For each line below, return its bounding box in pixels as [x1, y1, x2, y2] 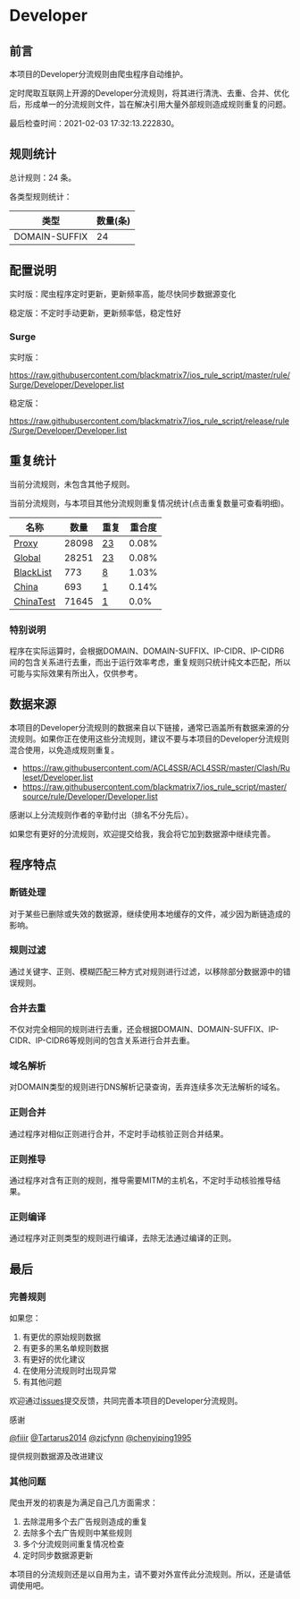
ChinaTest [13, 594, 56, 607]
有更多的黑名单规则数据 [21, 1343, 109, 1353]
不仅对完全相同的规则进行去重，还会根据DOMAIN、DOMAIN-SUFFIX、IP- [9, 1024, 279, 1035]
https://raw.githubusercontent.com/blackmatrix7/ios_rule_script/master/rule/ [9, 369, 291, 381]
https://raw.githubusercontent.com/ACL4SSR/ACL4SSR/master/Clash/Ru [21, 762, 290, 773]
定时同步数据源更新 [21, 1550, 94, 1561]
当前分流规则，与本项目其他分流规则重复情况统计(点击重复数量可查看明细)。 [9, 498, 289, 509]
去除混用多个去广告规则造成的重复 [21, 1517, 148, 1527]
